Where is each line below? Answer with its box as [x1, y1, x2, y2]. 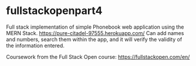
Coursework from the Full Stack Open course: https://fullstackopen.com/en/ [6, 53, 190, 60]
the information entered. [6, 42, 65, 49]
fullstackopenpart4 [6, 4, 103, 18]
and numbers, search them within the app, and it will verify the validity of [6, 36, 183, 43]
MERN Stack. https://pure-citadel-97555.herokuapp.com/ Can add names [6, 29, 184, 36]
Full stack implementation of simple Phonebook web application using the [6, 23, 184, 30]
